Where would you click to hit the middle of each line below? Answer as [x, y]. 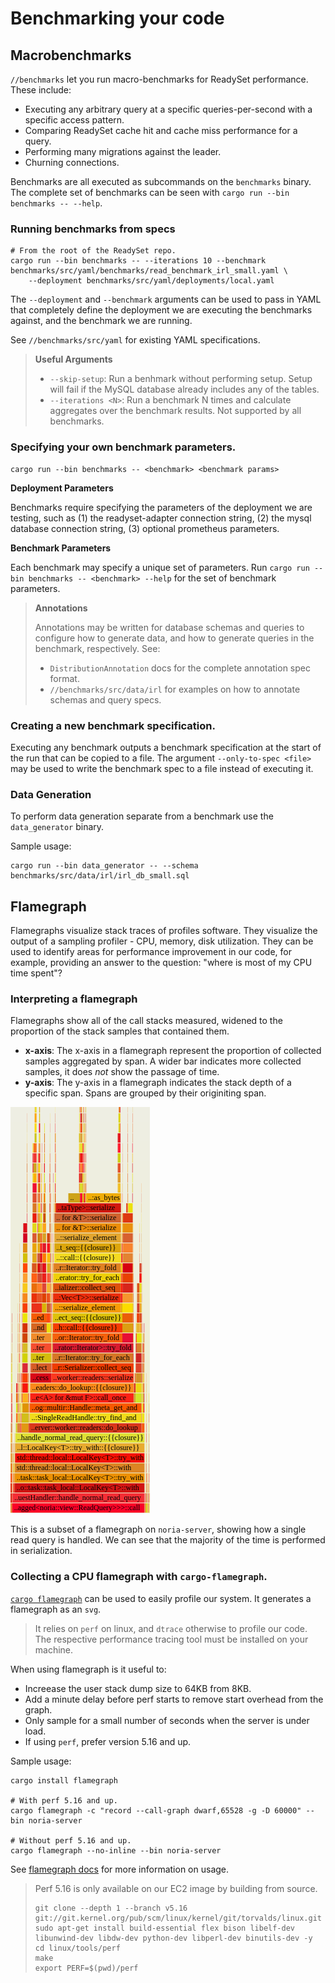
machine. [54, 1649]
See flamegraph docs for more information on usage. [120, 1869]
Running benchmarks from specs [93, 229]
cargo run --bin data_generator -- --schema [104, 866]
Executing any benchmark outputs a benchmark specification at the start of [166, 747]
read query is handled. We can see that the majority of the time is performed [168, 1540]
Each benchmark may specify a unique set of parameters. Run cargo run [160, 567]
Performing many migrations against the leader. [123, 151]
